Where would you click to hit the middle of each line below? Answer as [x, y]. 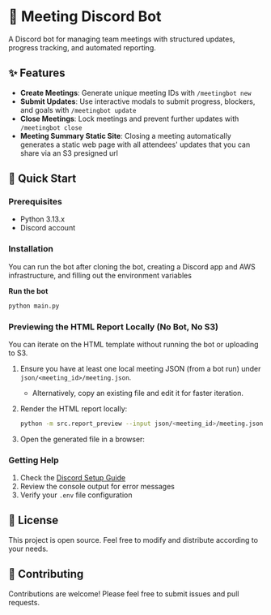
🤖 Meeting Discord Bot [85, 17]
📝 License [34, 520]
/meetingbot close [51, 128]
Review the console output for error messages [97, 487]
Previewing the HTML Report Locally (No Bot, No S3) [113, 326]
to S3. [18, 353]
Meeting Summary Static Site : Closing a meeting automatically [126, 135]
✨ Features [37, 73]
